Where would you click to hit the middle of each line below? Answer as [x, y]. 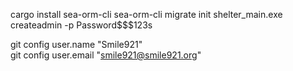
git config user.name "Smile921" [76, 44]
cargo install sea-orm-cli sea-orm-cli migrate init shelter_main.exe [146, 14]
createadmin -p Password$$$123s [81, 25]
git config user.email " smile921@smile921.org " [106, 55]
